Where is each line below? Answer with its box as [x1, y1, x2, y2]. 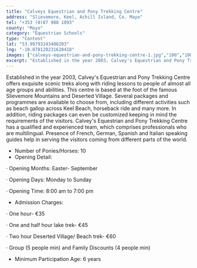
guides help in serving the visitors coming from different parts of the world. [6, 136, 188, 143]
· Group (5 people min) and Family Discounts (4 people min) [6, 244, 151, 251]
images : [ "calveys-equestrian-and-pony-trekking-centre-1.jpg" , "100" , [6, 52, 182, 58]
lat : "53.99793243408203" [6, 42, 69, 47]
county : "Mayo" [6, 25, 43, 31]
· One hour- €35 [6, 210, 45, 217]
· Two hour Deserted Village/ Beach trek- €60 [6, 232, 116, 240]
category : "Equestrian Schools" [6, 30, 85, 36]
